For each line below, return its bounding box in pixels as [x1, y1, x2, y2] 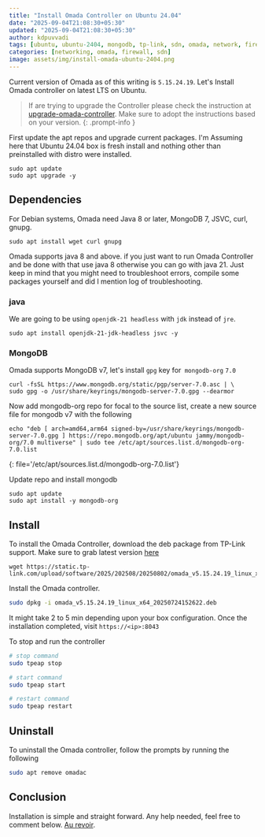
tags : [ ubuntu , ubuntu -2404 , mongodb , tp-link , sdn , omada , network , [9, 41, 242, 49]
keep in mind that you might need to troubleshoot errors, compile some [9, 268, 240, 277]
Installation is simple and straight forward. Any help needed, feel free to [9, 811, 241, 820]
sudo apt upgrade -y [9, 171, 77, 180]
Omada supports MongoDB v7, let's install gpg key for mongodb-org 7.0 [9, 366, 237, 375]
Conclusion [9, 790, 67, 804]
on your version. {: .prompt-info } [28, 117, 136, 127]
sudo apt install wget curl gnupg [9, 237, 123, 245]
